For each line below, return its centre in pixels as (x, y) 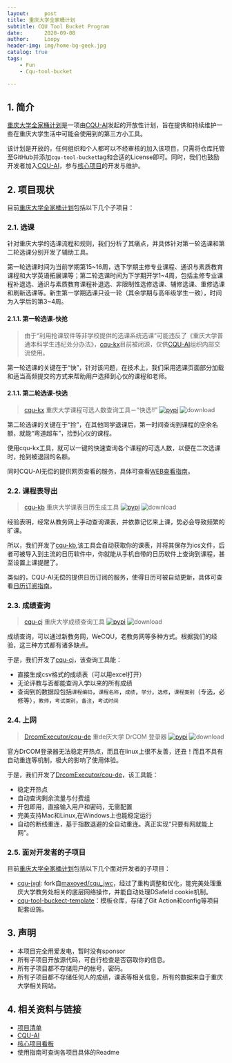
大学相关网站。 (38, 986)
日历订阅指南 (31, 586)
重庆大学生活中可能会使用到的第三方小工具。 (83, 134)
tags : (15, 59)
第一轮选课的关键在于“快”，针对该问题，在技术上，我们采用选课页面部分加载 (116, 367)
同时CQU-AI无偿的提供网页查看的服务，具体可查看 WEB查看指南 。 (101, 471)
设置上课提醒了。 (37, 563)
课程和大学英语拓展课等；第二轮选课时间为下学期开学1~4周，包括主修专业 (112, 276)
